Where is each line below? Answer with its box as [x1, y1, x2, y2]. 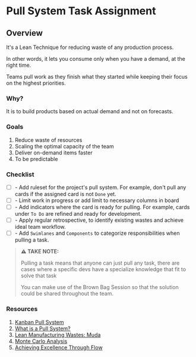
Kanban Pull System [14, 318, 64, 325]
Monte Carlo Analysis [14, 337, 68, 344]
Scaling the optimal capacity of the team [14, 142, 114, 150]
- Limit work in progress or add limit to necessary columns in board [14, 197, 179, 204]
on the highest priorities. [6, 79, 67, 86]
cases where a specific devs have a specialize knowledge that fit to [20, 266, 186, 273]
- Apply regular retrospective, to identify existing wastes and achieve [14, 216, 184, 224]
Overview [6, 28, 43, 38]
